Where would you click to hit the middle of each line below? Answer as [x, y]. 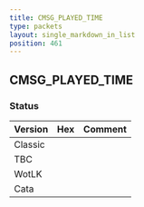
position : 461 [36, 43]
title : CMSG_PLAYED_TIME [56, 18]
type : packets [36, 26]
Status [24, 105]
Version [31, 129]
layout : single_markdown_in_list [72, 34]
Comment [105, 129]
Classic [29, 144]
